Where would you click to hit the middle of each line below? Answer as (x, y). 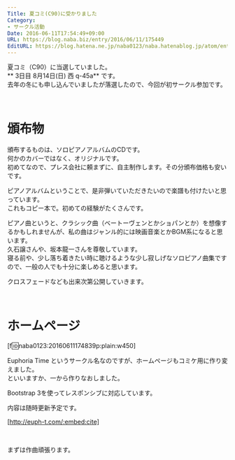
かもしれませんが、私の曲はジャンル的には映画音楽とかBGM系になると (115, 231)
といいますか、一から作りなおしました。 (65, 378)
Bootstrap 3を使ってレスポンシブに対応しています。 (82, 393)
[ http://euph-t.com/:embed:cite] (54, 422)
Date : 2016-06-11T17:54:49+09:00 (56, 33)
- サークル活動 (26, 27)
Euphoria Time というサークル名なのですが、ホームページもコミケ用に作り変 (117, 360)
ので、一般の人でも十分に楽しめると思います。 (74, 266)
